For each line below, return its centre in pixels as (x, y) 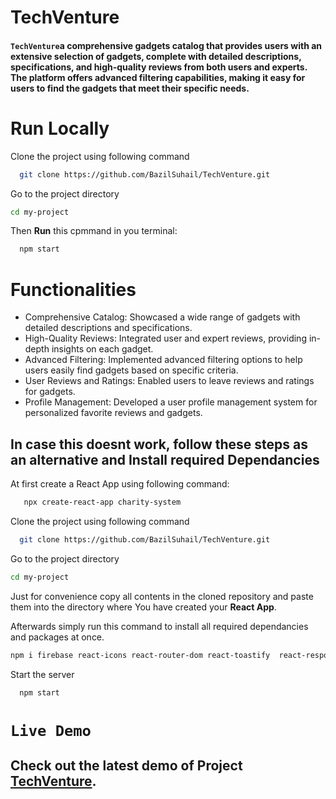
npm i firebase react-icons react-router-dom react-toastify (140, 655)
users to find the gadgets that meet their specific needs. (130, 88)
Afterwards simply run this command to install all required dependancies (159, 626)
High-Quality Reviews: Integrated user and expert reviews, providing (165, 338)
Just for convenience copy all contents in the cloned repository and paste (162, 596)
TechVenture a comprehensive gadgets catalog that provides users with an (166, 45)
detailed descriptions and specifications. (108, 328)
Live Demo (51, 730)
